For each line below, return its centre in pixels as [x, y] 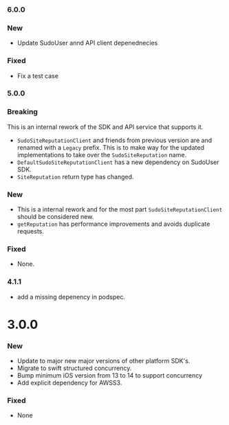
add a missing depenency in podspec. [71, 297]
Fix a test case [37, 76]
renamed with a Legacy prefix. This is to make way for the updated [111, 147]
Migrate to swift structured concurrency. [74, 368]
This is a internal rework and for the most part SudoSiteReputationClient [120, 209]
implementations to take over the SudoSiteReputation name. [102, 154]
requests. [31, 231]
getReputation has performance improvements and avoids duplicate [113, 224]
